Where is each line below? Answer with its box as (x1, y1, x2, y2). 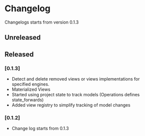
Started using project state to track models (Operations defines (11, 92, 140, 98)
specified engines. (11, 82, 50, 87)
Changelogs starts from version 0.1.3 (4, 19, 79, 25)
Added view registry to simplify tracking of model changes (11, 102, 131, 108)
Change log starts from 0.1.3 (11, 126, 69, 132)
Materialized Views (11, 86, 51, 92)
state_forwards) (11, 97, 44, 103)
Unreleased (4, 33, 41, 42)
